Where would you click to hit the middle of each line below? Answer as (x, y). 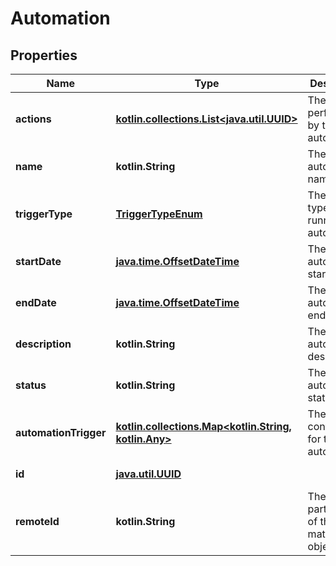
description (43, 344)
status (31, 385)
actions (33, 119)
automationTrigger (61, 432)
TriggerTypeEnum (159, 214)
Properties (44, 55)
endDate (36, 302)
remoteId (37, 521)
